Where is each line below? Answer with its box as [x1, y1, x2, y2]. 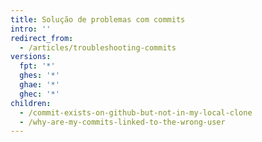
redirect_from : [10, 33, 74, 43]
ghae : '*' [19, 80, 60, 90]
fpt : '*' [19, 61, 56, 71]
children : [10, 98, 52, 108]
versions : [10, 52, 52, 62]
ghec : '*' [19, 89, 60, 99]
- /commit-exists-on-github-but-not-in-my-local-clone [19, 107, 253, 118]
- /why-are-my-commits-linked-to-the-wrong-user [19, 117, 226, 127]
